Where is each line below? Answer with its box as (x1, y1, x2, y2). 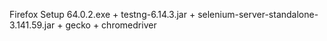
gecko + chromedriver (65, 19, 157, 31)
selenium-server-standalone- (197, 9, 319, 20)
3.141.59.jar (9, 19, 56, 31)
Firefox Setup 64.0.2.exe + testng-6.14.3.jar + (9, 9, 196, 20)
